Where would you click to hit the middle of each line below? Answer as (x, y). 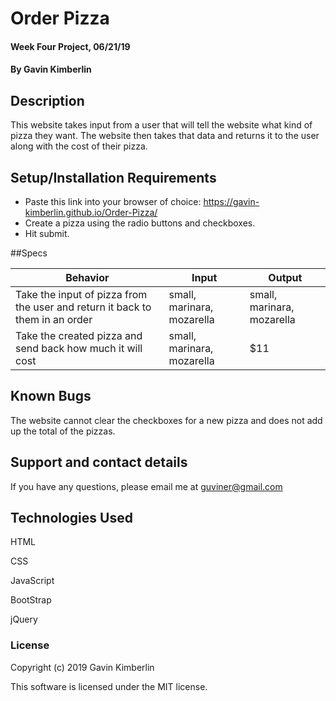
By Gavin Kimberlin (51, 69)
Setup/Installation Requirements (113, 177)
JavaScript (32, 581)
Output (285, 277)
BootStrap (31, 600)
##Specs (29, 253)
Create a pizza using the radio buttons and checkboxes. (140, 223)
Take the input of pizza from (81, 294)
